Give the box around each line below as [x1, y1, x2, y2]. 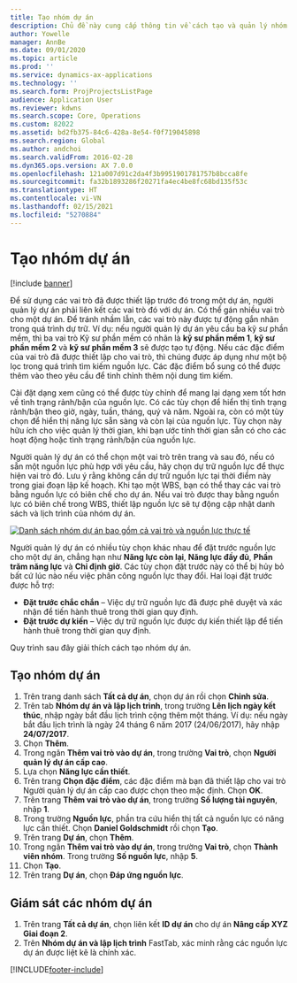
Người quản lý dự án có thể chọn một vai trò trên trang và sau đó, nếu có [10, 451, 275, 462]
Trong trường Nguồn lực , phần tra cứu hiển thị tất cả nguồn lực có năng [22, 813, 285, 824]
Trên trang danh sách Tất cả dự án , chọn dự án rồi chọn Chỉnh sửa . [22, 691, 269, 702]
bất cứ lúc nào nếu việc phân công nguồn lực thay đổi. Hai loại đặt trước [10, 570, 273, 580]
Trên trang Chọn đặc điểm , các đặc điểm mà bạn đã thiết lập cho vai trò [22, 776, 286, 787]
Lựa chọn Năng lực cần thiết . [22, 766, 131, 777]
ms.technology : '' [10, 79, 78, 88]
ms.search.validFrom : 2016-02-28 [10, 152, 133, 162]
